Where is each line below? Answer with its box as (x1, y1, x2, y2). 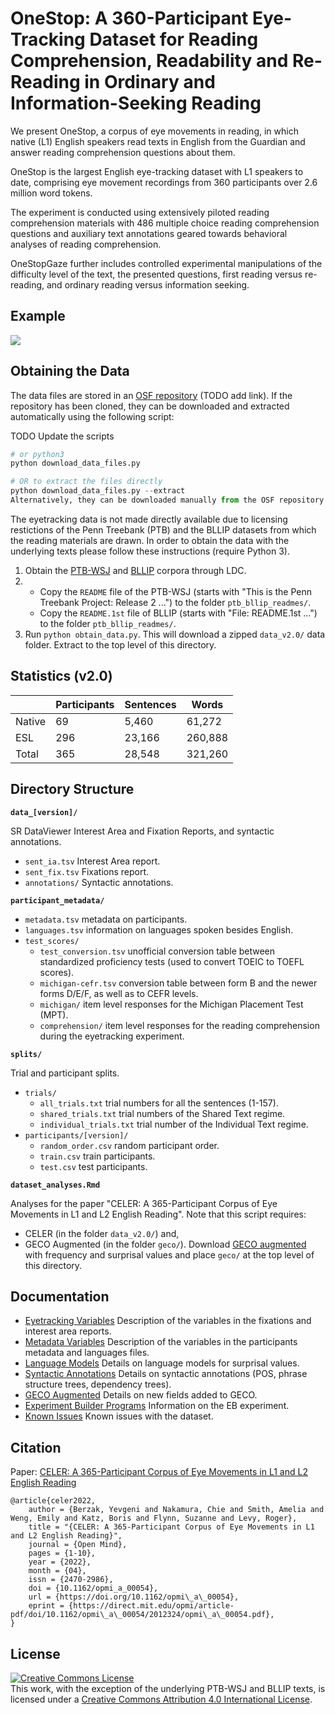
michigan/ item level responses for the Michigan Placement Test (39, 998, 304, 1010)
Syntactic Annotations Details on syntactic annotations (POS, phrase (24, 1368, 308, 1380)
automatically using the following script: (10, 410, 175, 422)
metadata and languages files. (24, 1347, 150, 1359)
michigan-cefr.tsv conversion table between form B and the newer (39, 977, 318, 989)
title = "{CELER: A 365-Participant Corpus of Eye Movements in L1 (28, 1522, 315, 1532)
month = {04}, (28, 1566, 87, 1576)
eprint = (28, 1601, 65, 1611)
